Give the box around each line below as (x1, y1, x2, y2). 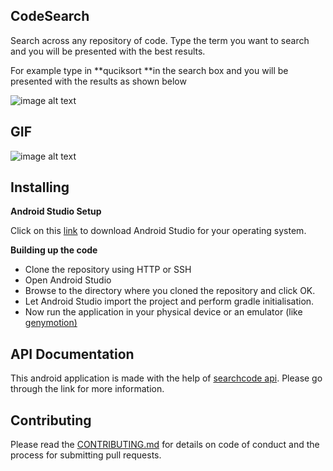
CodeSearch (10, 8, 90, 25)
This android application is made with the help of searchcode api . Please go (10, 372, 323, 384)
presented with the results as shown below (10, 75, 187, 87)
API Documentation (10, 345, 135, 363)
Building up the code (10, 244, 98, 256)
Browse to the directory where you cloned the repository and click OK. (24, 285, 316, 297)
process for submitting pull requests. (10, 449, 162, 461)
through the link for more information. (10, 383, 165, 395)
